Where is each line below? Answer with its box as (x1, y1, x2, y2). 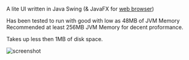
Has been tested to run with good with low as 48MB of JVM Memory (6, 17, 180, 24)
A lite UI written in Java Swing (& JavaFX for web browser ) (6, 6, 155, 12)
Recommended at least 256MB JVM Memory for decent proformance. (6, 24, 183, 31)
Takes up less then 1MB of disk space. (6, 36, 103, 42)
